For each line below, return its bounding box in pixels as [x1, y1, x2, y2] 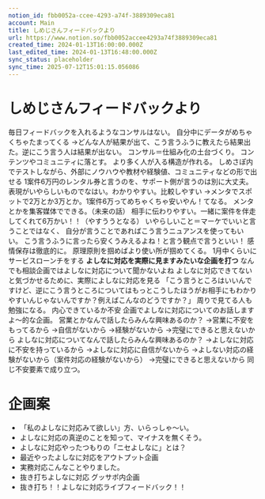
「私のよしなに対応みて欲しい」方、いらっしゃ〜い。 [19, 422, 194, 432]
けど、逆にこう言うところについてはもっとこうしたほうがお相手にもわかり [14, 285, 257, 295]
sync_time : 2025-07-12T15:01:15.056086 [8, 63, 140, 71]
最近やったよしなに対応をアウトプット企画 [19, 452, 159, 462]
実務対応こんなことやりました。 [19, 462, 124, 471]
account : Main [8, 19, 55, 27]
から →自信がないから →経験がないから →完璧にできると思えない [35, 325, 248, 335]
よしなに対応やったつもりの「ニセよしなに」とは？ [19, 442, 187, 452]
